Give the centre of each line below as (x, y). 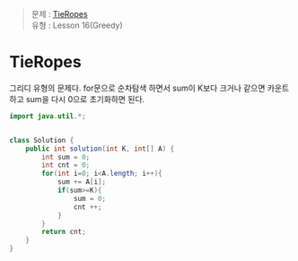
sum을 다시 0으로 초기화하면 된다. (85, 99)
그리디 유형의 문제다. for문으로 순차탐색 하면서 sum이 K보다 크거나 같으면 (137, 88)
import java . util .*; (48, 116)
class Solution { (42, 140)
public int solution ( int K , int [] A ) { (100, 148)
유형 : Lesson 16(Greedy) (77, 25)
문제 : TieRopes (59, 14)
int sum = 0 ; (66, 157)
